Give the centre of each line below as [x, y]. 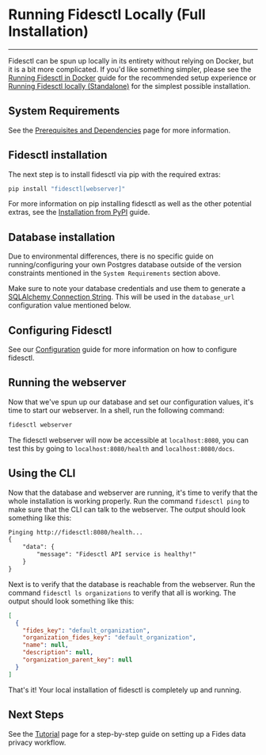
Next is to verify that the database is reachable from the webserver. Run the [132, 584]
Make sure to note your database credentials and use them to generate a [127, 289]
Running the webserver [67, 383]
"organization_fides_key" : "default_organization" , [109, 638]
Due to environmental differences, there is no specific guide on [111, 256]
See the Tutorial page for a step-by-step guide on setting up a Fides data [127, 734]
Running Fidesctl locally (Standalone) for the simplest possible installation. [129, 86]
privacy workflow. [37, 742]
